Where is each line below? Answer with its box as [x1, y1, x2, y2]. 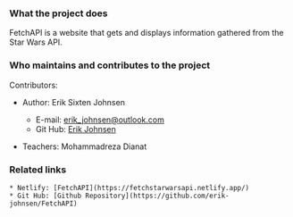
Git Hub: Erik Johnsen [35, 123, 116, 134]
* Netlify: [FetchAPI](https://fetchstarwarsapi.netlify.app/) [9, 183, 250, 192]
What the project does [9, 7, 108, 20]
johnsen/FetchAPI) [9, 199, 78, 208]
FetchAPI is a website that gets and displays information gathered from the [9, 28, 284, 38]
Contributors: [9, 79, 58, 90]
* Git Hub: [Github [9, 191, 82, 200]
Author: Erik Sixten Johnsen [21, 96, 125, 107]
